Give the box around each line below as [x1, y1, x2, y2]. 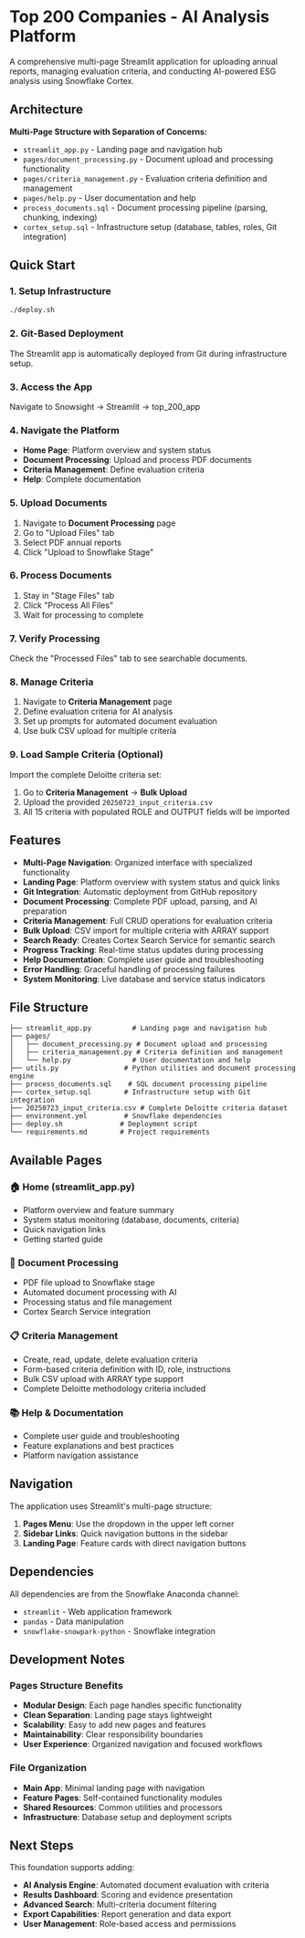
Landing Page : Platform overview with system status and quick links [22, 876, 280, 887]
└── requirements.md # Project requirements [9, 1127, 210, 1137]
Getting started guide [22, 1234, 103, 1244]
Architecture [9, 102, 84, 118]
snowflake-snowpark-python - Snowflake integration [22, 1625, 216, 1636]
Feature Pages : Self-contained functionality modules [22, 1792, 223, 1803]
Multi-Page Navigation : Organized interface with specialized [22, 856, 253, 868]
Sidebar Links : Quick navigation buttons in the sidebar [22, 1527, 228, 1539]
